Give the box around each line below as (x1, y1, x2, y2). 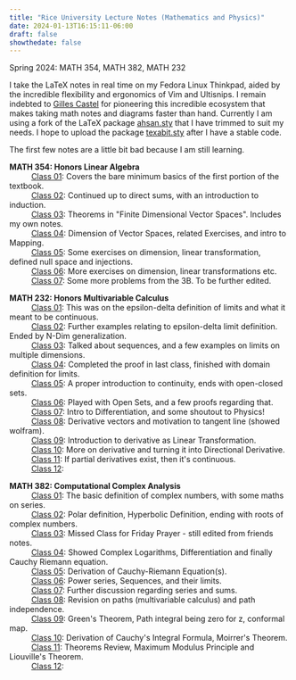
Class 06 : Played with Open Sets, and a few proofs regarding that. (30, 397, 274, 408)
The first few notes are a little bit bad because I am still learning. (9, 145, 245, 155)
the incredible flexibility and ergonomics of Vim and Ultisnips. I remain (9, 89, 267, 100)
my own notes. (9, 219, 64, 229)
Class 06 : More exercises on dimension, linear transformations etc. (30, 266, 277, 277)
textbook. (9, 180, 45, 192)
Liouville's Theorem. (9, 651, 84, 662)
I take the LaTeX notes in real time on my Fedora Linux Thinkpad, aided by (9, 79, 281, 90)
